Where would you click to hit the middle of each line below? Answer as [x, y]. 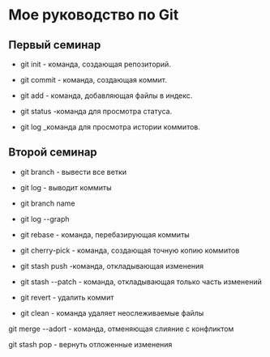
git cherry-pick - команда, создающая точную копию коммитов [130, 250]
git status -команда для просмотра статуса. [96, 111]
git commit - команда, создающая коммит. [94, 80]
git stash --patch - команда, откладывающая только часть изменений [141, 282]
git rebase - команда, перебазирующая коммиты [105, 234]
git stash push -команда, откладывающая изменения [112, 266]
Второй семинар [53, 153]
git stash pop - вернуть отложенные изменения [90, 344]
